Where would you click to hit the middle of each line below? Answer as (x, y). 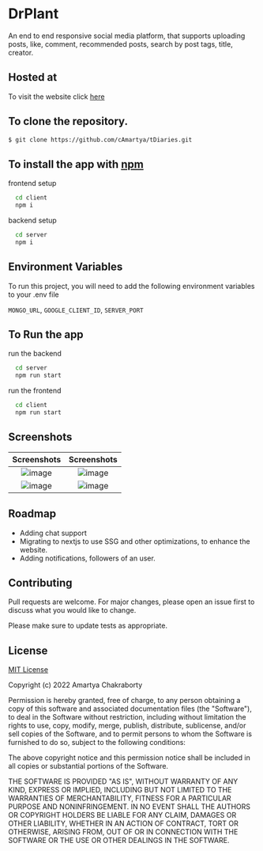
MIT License (28, 670)
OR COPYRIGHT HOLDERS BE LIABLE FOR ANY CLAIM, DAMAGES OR (122, 815)
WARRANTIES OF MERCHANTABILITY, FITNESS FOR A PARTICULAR (120, 798)
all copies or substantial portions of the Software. (88, 766)
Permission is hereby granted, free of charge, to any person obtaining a (124, 701)
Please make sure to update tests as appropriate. (88, 625)
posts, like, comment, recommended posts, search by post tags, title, (120, 44)
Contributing (40, 583)
